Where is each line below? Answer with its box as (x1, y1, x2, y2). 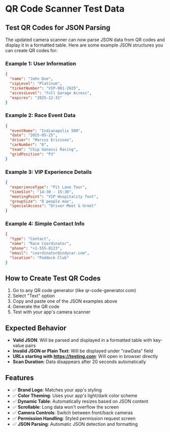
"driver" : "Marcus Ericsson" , (10, 137, 74, 142)
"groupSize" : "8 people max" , (10, 199, 74, 204)
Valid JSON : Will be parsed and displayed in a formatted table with (12, 337, 152, 343)
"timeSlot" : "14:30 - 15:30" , (10, 189, 74, 194)
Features (5, 373, 34, 382)
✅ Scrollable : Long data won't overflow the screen (12, 404, 119, 410)
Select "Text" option (12, 293, 55, 299)
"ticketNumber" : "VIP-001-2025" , (10, 86, 81, 91)
